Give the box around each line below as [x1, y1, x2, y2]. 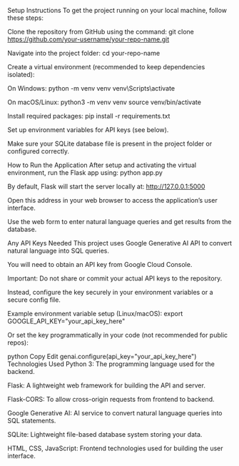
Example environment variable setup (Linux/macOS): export [7, 310, 183, 318]
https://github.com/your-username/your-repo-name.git [7, 35, 170, 44]
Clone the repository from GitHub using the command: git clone [7, 28, 194, 36]
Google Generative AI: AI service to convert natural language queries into [7, 409, 223, 417]
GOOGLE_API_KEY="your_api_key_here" [7, 317, 126, 325]
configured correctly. [7, 147, 70, 156]
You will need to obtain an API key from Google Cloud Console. [7, 260, 193, 268]
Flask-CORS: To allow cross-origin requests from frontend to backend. [7, 395, 215, 403]
